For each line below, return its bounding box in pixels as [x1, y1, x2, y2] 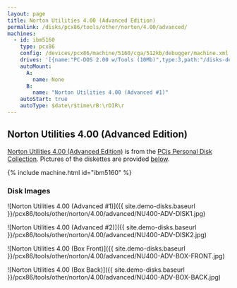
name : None [32, 76, 65, 83]
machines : [7, 30, 37, 37]
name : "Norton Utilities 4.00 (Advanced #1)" [32, 89, 169, 96]
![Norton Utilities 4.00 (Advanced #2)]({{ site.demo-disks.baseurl [7, 223, 197, 232]
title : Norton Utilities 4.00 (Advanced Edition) [7, 17, 157, 24]
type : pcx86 [20, 43, 55, 50]
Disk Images [7, 186, 51, 196]
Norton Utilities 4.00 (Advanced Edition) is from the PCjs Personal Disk [7, 147, 213, 155]
